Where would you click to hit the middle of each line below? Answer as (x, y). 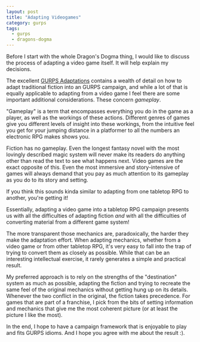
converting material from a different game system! (68, 222)
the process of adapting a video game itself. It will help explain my (87, 63)
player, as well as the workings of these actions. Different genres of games (98, 118)
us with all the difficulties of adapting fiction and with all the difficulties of (96, 216)
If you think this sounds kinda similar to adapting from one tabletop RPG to (98, 191)
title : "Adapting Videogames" (44, 17)
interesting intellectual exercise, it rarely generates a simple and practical (96, 259)
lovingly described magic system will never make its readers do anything (96, 155)
